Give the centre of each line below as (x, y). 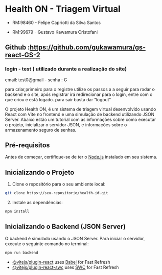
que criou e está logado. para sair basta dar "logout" (58, 99)
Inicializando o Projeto (40, 172)
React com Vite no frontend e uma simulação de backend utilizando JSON (80, 114)
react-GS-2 (23, 55)
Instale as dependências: (37, 203)
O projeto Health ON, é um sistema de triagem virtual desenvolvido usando (81, 109)
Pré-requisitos (28, 145)
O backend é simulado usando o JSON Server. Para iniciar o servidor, (75, 238)
